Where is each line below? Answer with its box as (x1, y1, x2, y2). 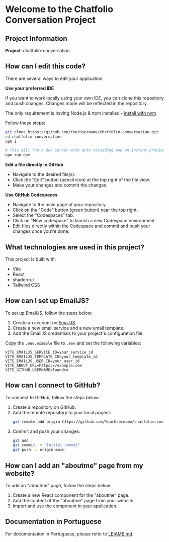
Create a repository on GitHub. (12, 404, 76, 410)
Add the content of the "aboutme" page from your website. (12, 497, 135, 503)
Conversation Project (5, 14, 96, 26)
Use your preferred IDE (5, 85, 54, 91)
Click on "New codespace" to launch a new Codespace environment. (12, 218, 156, 224)
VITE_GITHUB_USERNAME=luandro (5, 367, 69, 373)
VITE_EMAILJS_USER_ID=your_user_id (5, 358, 80, 364)
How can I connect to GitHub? (5, 381, 101, 390)
